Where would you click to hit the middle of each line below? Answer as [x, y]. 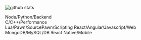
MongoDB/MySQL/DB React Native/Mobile [49, 32]
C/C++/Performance [26, 22]
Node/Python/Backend [28, 17]
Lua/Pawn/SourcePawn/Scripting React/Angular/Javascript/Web [70, 27]
